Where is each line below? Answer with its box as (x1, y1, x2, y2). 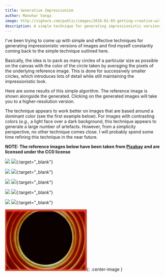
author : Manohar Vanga (5, 13, 52, 18)
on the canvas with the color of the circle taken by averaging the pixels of (5, 63, 154, 69)
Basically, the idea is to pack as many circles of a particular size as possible (5, 58, 158, 63)
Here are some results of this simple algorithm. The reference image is (5, 88, 148, 94)
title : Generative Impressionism (5, 8, 74, 13)
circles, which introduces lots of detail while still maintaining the (5, 73, 134, 79)
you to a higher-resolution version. (5, 98, 75, 104)
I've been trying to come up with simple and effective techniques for (5, 37, 143, 44)
